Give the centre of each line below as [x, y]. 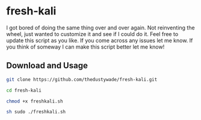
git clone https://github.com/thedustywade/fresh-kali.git [82, 79]
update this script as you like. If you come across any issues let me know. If [100, 40]
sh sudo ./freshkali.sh [36, 112]
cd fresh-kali [24, 90]
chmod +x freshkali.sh [35, 101]
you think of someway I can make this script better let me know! [85, 47]
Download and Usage [47, 66]
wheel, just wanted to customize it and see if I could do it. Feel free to [92, 34]
